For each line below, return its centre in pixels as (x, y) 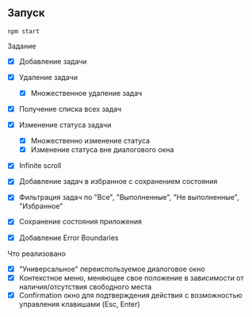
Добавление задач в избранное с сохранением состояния (118, 181)
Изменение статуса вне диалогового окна (102, 150)
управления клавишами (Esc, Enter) (79, 304)
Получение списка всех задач (70, 109)
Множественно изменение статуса (90, 141)
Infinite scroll (40, 166)
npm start (24, 31)
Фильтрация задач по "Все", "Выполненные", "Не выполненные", (129, 197)
